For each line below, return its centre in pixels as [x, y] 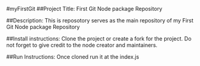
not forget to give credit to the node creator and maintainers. [82, 45]
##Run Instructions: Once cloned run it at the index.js [73, 57]
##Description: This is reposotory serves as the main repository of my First [100, 20]
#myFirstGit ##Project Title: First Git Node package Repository [84, 9]
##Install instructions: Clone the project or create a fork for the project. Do [99, 38]
